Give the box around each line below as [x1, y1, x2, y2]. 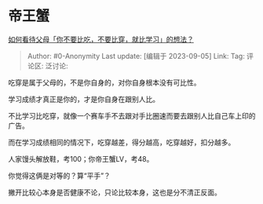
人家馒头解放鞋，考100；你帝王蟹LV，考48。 [8, 154, 154, 163]
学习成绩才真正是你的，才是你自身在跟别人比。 [8, 94, 159, 104]
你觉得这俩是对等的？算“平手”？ [8, 170, 111, 180]
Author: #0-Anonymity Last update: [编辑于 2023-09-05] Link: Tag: [27, 51, 245, 60]
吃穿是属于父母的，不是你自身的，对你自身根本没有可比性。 [8, 78, 201, 87]
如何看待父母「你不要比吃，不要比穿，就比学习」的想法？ [8, 35, 194, 44]
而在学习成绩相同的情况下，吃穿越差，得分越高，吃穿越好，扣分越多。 [8, 137, 236, 147]
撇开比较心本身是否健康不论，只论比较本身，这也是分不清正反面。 [8, 188, 221, 197]
